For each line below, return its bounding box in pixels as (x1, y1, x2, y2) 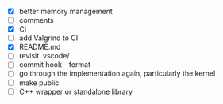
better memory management (18, 7, 113, 16)
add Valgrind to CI (18, 33, 79, 43)
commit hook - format (18, 60, 91, 69)
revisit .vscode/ (18, 51, 70, 61)
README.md (18, 43, 61, 52)
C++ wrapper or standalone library (18, 87, 133, 96)
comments (18, 16, 54, 25)
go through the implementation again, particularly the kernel (18, 69, 216, 78)
